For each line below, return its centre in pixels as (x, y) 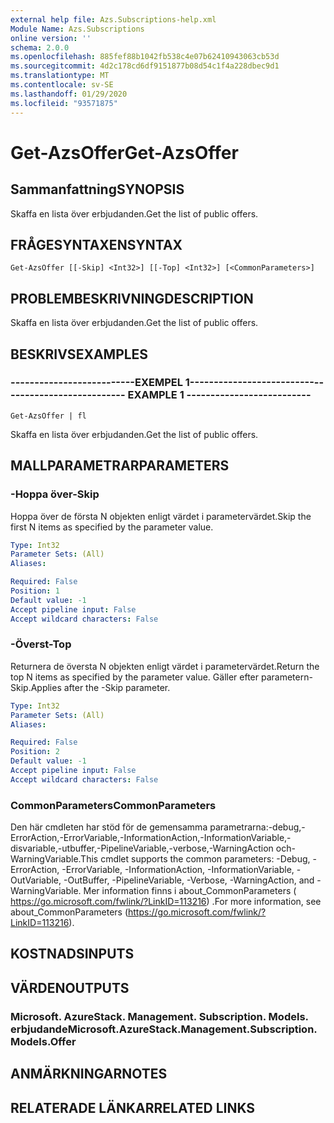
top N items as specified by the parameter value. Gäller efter (135, 677)
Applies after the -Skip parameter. (100, 687)
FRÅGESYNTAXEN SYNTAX (96, 244)
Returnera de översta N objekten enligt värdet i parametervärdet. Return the (165, 666)
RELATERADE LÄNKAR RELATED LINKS (133, 1107)
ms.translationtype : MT (60, 76)
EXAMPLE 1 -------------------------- (219, 395)
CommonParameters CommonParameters (113, 805)
